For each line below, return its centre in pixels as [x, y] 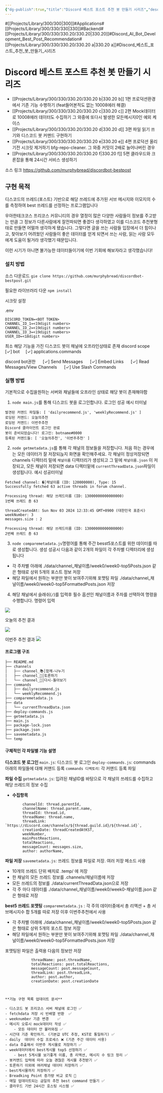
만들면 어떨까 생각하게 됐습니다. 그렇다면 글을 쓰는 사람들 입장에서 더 [79, 228]
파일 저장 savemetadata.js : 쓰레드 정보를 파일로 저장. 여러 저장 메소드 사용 [75, 861]
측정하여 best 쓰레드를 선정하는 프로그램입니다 [54, 205]
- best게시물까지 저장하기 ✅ [30, 1071]
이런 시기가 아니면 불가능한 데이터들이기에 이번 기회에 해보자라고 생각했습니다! [79, 251]
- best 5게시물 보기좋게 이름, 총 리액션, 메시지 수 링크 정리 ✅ [71, 1055]
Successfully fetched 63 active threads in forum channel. [66, 486]
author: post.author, [53, 977]
